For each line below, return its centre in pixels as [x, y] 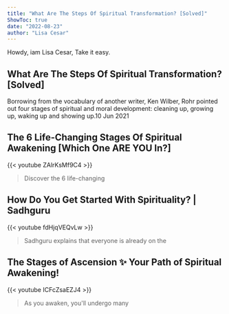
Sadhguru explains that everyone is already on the [95, 240]
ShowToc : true [28, 20]
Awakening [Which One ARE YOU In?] [89, 148]
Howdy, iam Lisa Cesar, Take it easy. [59, 52]
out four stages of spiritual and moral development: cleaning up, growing [110, 109]
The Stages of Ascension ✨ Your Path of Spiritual [115, 262]
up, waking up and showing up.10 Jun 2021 [68, 116]
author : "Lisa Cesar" [38, 33]
